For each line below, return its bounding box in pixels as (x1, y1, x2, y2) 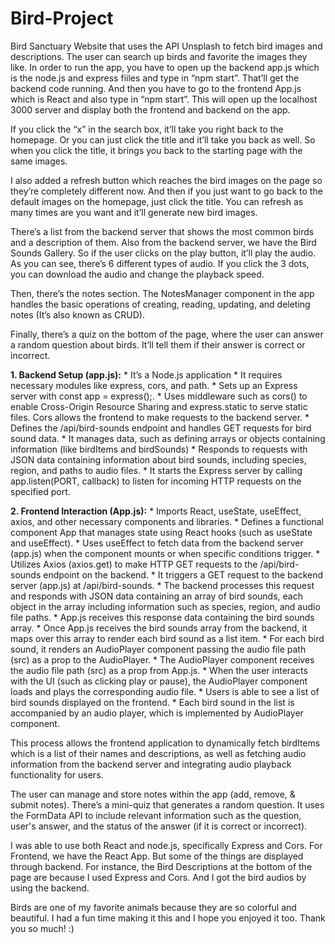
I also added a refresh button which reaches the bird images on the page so (10, 174, 323, 186)
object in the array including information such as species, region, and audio (10, 600, 321, 612)
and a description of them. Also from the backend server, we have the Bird (10, 236, 317, 248)
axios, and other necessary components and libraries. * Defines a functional (10, 515, 324, 527)
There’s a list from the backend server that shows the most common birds (10, 225, 315, 237)
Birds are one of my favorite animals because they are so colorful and (10, 901, 297, 913)
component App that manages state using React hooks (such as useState (10, 526, 313, 538)
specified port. (10, 485, 71, 497)
